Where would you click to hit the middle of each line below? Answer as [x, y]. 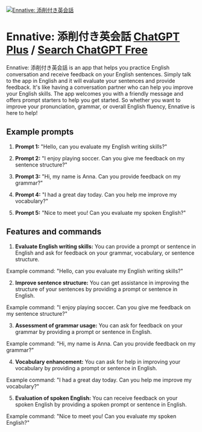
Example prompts [40, 132]
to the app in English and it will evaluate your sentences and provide [91, 80]
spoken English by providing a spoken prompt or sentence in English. [101, 404]
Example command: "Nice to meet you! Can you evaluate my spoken [91, 416]
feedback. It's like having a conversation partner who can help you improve [100, 87]
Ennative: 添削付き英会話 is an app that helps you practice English [88, 67]
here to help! [22, 113]
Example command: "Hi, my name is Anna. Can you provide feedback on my [101, 343]
